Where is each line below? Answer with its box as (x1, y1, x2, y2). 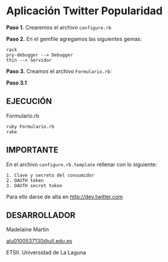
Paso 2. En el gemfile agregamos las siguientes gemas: (6, 35, 142, 42)
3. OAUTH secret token (6, 182, 63, 188)
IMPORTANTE (6, 145, 58, 155)
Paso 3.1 (6, 79, 27, 86)
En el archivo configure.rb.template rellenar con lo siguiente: (6, 160, 157, 168)
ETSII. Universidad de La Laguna (6, 249, 86, 256)
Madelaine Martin (6, 226, 49, 233)
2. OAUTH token (6, 177, 44, 184)
